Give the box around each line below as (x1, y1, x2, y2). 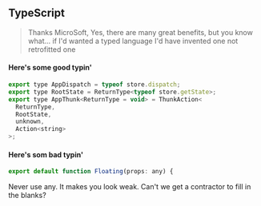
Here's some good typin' (8, 63, 92, 73)
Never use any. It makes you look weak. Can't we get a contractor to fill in (8, 182, 251, 192)
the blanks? (8, 191, 46, 200)
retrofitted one (27, 44, 76, 54)
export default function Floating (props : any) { (8, 168, 174, 176)
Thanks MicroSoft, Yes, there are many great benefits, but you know (27, 27, 254, 37)
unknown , (15, 117, 45, 126)
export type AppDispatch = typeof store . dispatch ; (8, 81, 181, 89)
